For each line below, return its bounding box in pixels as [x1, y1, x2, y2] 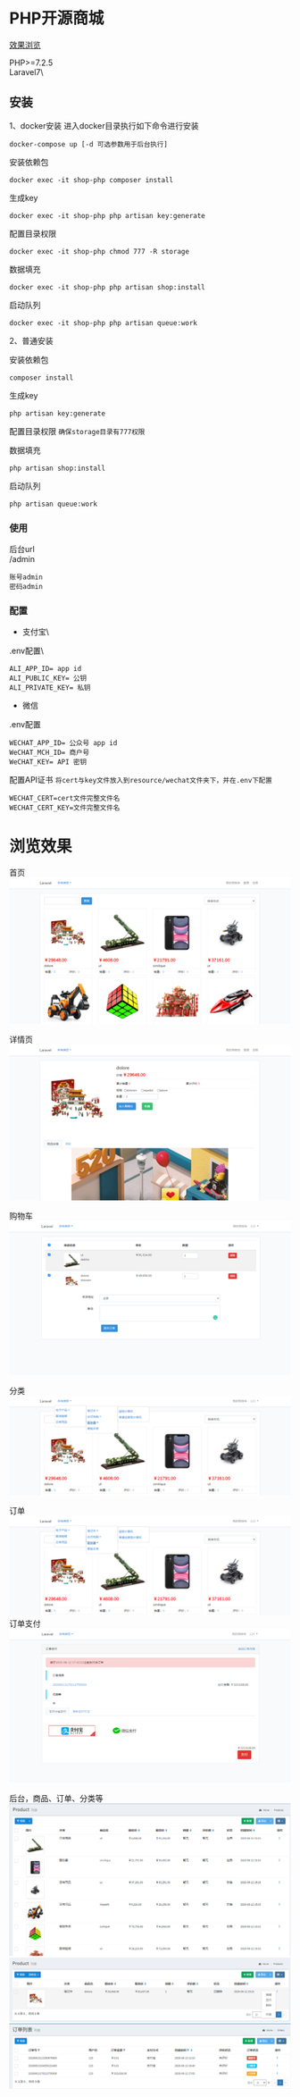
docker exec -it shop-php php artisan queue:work [9, 318, 198, 327]
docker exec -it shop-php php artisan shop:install [9, 282, 205, 291]
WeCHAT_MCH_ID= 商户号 [9, 748, 90, 758]
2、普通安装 [9, 335, 54, 346]
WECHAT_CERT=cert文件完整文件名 [9, 794, 121, 803]
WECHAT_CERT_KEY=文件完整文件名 [9, 803, 121, 813]
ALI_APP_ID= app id [9, 665, 82, 674]
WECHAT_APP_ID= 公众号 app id [9, 739, 118, 748]
